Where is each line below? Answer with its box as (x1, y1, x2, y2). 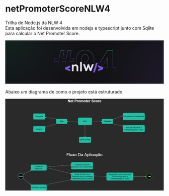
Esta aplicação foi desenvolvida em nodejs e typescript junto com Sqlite (5, 25, 154, 31)
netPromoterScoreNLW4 (5, 3, 111, 15)
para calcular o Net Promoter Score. (5, 30, 80, 36)
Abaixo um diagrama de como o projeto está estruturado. (5, 88, 124, 94)
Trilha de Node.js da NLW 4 (5, 20, 63, 26)
